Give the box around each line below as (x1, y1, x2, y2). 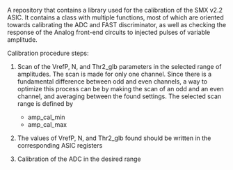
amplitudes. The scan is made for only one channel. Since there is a (17, 70, 212, 78)
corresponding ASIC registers (17, 141, 103, 149)
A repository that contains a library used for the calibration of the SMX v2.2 (7, 6, 223, 14)
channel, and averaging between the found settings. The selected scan (17, 92, 222, 100)
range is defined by (17, 100, 74, 107)
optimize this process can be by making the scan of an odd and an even (17, 85, 224, 93)
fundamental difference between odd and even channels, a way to (17, 77, 207, 86)
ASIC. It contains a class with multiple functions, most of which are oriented (7, 13, 224, 22)
